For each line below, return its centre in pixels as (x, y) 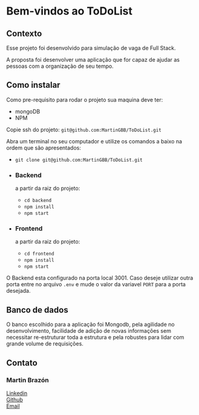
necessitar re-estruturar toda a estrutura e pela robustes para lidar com (95, 338)
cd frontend (39, 254)
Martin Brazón (28, 380)
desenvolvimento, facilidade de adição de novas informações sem (89, 331)
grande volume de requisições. (45, 344)
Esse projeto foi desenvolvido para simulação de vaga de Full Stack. (91, 48)
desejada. (19, 291)
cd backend (38, 201)
